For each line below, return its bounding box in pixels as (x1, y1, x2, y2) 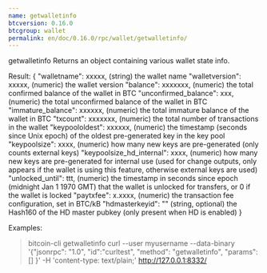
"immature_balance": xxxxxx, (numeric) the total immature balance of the (8, 106, 249, 115)
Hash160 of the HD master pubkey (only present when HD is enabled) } (8, 207, 242, 217)
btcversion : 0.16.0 (8, 19, 74, 27)
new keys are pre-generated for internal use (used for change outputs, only (8, 157, 257, 167)
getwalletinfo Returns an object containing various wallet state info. (8, 56, 230, 66)
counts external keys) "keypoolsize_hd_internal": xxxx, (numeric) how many (8, 148, 258, 158)
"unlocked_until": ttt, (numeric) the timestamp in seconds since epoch (8, 174, 238, 183)
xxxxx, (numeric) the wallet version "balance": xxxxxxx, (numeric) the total (8, 80, 254, 90)
